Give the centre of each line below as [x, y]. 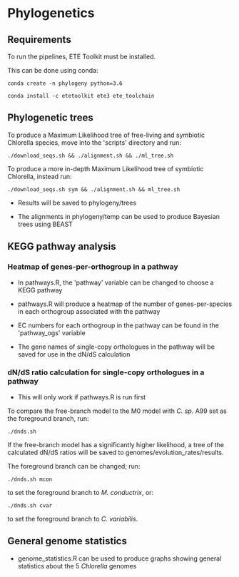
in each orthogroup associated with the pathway [89, 311]
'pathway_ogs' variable [51, 332]
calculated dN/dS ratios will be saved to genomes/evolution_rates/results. [116, 452]
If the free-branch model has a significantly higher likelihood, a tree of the [116, 444]
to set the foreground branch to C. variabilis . [73, 519]
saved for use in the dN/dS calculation [74, 354]
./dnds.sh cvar [30, 505]
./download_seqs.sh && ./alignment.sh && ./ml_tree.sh [91, 155]
